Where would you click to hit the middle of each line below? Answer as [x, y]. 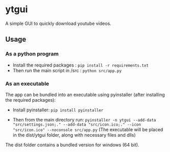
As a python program [32, 54]
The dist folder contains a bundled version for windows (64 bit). [72, 145]
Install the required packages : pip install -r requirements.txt [81, 65]
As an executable [27, 83]
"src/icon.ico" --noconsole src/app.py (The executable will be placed [88, 129]
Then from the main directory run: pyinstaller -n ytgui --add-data [84, 119]
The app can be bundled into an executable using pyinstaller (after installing [85, 95]
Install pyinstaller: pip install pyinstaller [58, 110]
